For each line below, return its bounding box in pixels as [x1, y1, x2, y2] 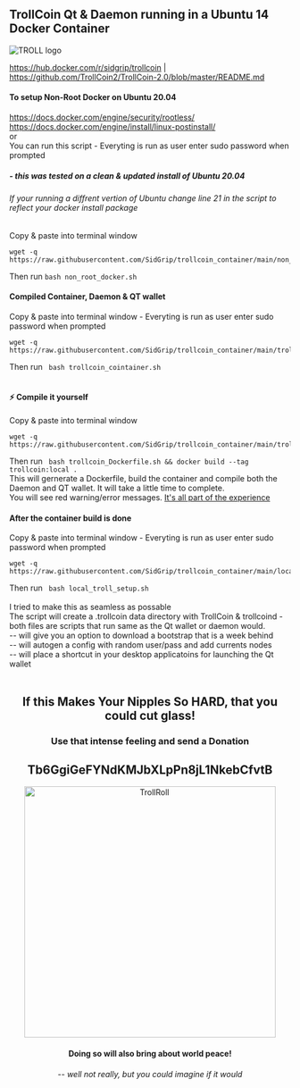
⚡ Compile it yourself [9, 392, 89, 403]
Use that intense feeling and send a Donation [50, 734, 250, 747]
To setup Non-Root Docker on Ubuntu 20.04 [9, 92, 177, 103]
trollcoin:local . [9, 465, 78, 474]
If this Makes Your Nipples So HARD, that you [21, 694, 279, 709]
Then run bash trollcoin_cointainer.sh [9, 361, 162, 372]
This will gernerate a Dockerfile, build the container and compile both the [9, 473, 279, 483]
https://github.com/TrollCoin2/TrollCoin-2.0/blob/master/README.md [9, 71, 265, 82]
